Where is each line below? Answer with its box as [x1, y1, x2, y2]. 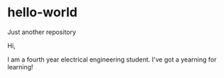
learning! [7, 62, 33, 71]
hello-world [7, 4, 78, 21]
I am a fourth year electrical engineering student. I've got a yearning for [7, 55, 217, 64]
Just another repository [7, 28, 77, 36]
